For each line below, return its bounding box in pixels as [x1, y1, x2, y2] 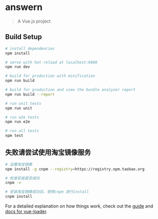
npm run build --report [5, 92, 55, 97]
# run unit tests [5, 101, 42, 106]
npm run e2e [5, 120, 30, 125]
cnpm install [5, 194, 33, 199]
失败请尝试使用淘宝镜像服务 [5, 148, 91, 157]
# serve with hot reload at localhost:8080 [5, 60, 98, 65]
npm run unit [5, 105, 33, 111]
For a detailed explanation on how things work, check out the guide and [5, 203, 153, 209]
